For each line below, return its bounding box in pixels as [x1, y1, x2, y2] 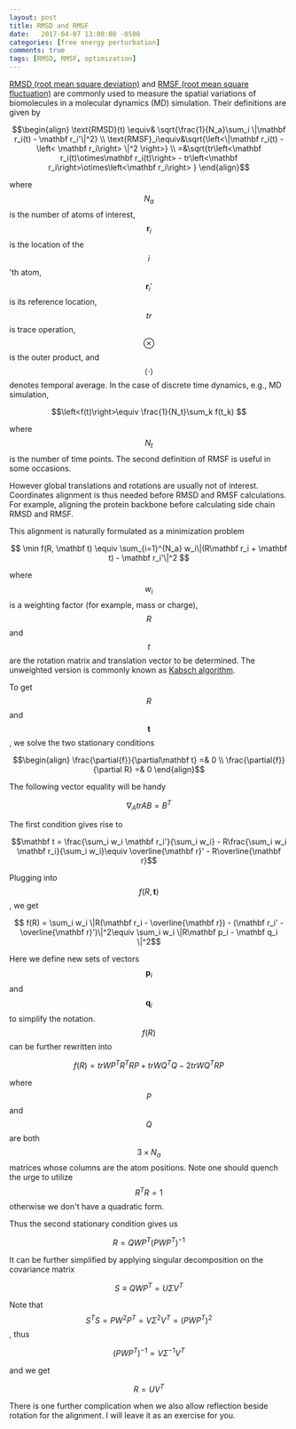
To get [9, 682, 33, 692]
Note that [9, 1299, 43, 1311]
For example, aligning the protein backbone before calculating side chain [9, 499, 276, 510]
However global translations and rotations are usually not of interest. [9, 481, 259, 491]
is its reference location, [9, 297, 97, 307]
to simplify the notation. [9, 1014, 96, 1025]
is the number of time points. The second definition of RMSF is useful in [9, 454, 271, 465]
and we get [9, 1365, 51, 1376]
